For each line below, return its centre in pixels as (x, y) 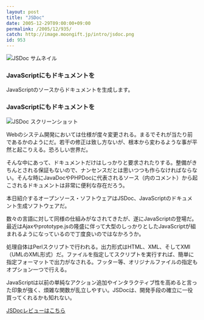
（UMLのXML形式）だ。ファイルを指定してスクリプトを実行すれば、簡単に (100, 254)
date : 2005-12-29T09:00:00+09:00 (49, 23)
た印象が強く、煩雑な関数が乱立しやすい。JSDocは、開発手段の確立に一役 (100, 290)
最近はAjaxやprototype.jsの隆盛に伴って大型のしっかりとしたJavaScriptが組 (101, 226)
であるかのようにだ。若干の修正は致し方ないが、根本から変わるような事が (99, 142)
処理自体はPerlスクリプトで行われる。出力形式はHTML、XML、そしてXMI (98, 247)
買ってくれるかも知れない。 (41, 298)
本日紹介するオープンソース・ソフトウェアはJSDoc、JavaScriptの (89, 198)
